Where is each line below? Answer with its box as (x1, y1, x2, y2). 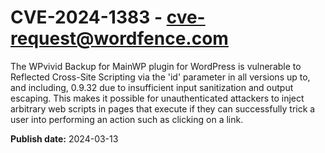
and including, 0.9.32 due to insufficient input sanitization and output (10, 81, 294, 93)
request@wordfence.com (10, 27, 229, 50)
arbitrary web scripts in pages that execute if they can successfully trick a (10, 102, 316, 115)
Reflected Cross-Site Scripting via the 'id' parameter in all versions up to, (10, 71, 311, 83)
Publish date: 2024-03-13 (10, 132, 119, 145)
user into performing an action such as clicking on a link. (10, 113, 244, 125)
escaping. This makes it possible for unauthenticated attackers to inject (10, 92, 305, 104)
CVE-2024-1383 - (10, 6, 163, 29)
